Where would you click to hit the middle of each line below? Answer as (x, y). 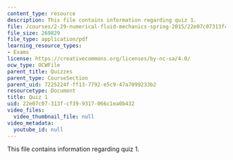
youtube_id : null (38, 130)
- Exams (18, 53)
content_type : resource (42, 14)
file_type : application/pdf (48, 39)
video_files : (26, 110)
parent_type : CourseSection (48, 78)
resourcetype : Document (42, 91)
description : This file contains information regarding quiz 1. (102, 20)
